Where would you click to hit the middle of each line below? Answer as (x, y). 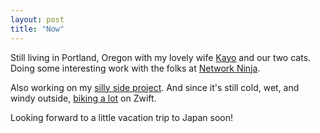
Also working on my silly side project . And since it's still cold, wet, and (155, 87)
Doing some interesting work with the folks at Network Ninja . (135, 68)
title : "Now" (37, 29)
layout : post (37, 19)
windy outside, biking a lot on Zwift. (83, 98)
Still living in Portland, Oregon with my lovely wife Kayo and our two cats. (161, 57)
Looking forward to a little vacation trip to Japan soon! (122, 117)
